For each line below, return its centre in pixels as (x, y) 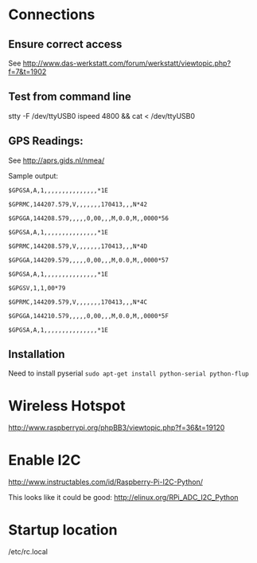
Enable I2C (45, 460)
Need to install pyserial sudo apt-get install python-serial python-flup (128, 373)
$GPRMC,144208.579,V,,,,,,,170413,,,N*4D (78, 246)
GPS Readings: (46, 141)
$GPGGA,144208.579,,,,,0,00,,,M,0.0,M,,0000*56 (89, 218)
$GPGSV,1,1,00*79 (37, 288)
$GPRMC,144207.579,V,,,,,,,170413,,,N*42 (78, 204)
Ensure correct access (65, 44)
